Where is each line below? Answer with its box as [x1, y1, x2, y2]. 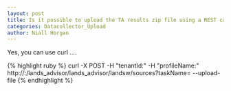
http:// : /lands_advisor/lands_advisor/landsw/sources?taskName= [7, 69, 191, 77]
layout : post [7, 10, 45, 17]
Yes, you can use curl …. [7, 48, 77, 57]
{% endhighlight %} [17, 77, 74, 85]
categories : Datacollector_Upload [7, 23, 107, 30]
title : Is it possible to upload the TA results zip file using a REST [7, 17, 217, 23]
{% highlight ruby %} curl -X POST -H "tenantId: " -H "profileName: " [7, 61, 199, 70]
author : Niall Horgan [7, 29, 69, 37]
